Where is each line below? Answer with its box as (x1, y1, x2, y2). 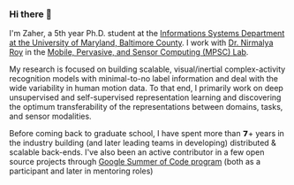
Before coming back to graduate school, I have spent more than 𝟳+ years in (9, 128, 285, 139)
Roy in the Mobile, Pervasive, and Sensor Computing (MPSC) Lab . (9, 47, 249, 58)
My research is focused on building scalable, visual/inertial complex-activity (9, 64, 286, 74)
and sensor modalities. (9, 111, 92, 122)
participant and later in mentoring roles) (9, 166, 154, 176)
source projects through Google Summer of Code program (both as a (9, 157, 261, 167)
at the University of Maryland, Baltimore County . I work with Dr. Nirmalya (9, 37, 274, 48)
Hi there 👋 (9, 8, 53, 20)
